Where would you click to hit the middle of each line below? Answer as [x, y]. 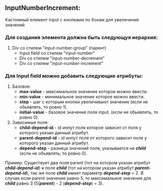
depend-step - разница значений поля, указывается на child [82, 148]
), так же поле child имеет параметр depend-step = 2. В [85, 173]
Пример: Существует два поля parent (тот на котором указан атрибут [78, 163]
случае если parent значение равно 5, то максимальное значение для [78, 178]
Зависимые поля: [30, 123]
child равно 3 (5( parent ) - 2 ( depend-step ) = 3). [54, 183]
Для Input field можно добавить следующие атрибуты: [74, 76]
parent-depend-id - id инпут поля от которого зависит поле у [83, 138]
